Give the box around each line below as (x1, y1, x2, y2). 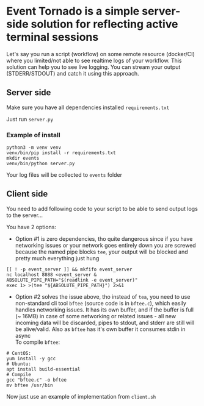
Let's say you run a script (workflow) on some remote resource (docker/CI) (6, 50, 195, 57)
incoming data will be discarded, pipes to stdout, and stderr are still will (15, 319, 195, 326)
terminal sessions (6, 30, 99, 44)
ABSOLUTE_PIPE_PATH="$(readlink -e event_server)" (6, 277, 138, 283)
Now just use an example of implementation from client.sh (6, 393, 156, 400)
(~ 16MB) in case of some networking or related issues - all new (15, 312, 176, 319)
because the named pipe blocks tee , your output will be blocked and (15, 248, 188, 255)
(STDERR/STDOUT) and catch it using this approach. (6, 69, 139, 77)
